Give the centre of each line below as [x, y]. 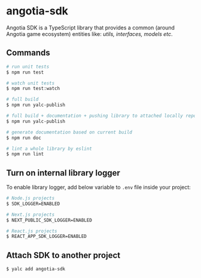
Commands [28, 53]
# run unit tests [28, 67]
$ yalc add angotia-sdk [36, 269]
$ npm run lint [25, 154]
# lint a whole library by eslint [49, 149]
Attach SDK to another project [63, 255]
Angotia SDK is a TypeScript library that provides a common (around [91, 28]
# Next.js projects [31, 214]
